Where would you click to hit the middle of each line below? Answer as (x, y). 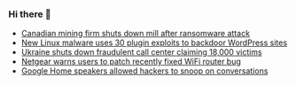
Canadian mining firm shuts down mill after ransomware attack (135, 34)
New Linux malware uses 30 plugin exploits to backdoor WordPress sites (154, 42)
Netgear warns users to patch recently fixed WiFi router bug (131, 62)
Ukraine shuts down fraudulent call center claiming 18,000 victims (141, 52)
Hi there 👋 (30, 14)
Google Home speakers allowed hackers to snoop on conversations (144, 71)
